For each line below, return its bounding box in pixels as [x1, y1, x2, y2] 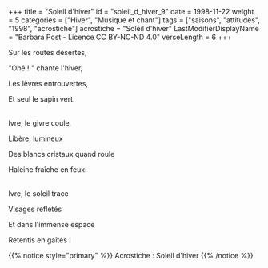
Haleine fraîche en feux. [8, 165, 87, 174]
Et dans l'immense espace [8, 220, 95, 229]
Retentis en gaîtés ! [8, 235, 72, 245]
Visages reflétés [8, 204, 62, 214]
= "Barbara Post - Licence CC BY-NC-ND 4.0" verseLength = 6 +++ [8, 32, 232, 42]
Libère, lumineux [8, 134, 63, 143]
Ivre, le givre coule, [8, 118, 72, 127]
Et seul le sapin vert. [8, 94, 75, 103]
